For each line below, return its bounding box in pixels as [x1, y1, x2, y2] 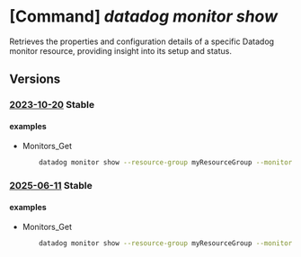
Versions [9, 72, 61, 87]
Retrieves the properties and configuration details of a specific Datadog [9, 36, 275, 47]
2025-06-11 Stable [9, 180, 93, 192]
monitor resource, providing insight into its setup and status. [9, 45, 232, 56]
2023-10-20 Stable [9, 99, 95, 111]
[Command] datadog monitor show [9, 6, 279, 27]
